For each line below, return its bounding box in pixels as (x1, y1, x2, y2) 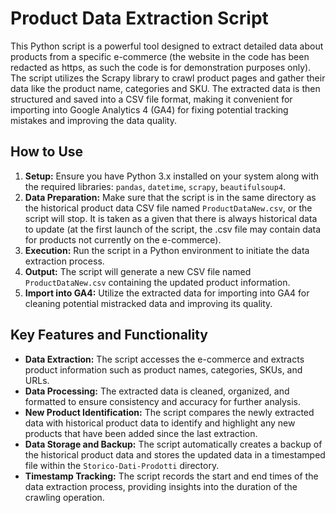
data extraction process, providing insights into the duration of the (24, 480, 298, 492)
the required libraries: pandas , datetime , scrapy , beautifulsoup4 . (24, 180, 287, 192)
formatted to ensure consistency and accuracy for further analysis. (24, 395, 302, 407)
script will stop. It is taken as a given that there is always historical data (24, 212, 318, 224)
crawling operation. (24, 491, 105, 503)
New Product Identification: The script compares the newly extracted (24, 406, 315, 418)
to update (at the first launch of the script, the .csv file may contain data (24, 223, 322, 235)
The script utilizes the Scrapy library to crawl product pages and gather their (10, 72, 326, 84)
